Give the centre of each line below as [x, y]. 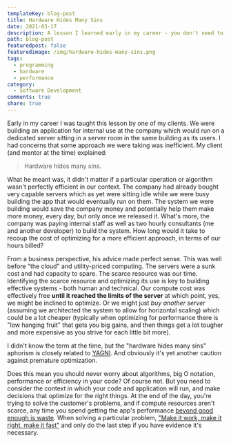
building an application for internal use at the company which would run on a [116, 130]
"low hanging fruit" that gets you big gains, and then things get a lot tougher [115, 325]
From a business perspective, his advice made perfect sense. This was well [114, 258]
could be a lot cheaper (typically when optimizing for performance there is [113, 317]
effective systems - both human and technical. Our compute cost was [106, 288]
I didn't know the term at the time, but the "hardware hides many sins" [107, 346]
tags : [15, 59]
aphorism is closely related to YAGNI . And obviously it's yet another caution [114, 352]
